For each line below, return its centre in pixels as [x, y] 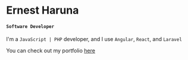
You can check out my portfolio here [51, 50]
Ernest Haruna [43, 10]
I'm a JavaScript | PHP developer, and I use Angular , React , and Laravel [94, 39]
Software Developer [30, 26]
